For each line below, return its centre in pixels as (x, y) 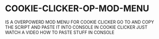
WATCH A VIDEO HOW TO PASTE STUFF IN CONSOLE (60, 32)
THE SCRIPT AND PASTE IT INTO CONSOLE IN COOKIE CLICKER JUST (76, 27)
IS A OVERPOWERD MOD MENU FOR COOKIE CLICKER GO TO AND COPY (79, 22)
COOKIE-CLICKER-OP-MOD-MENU (77, 9)
